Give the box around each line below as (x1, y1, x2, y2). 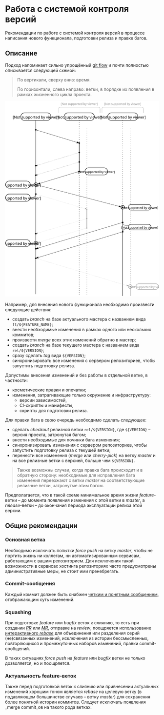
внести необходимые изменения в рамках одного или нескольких (12, 326, 151, 332)
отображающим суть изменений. (5, 596, 75, 602)
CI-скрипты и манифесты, (19, 402, 74, 408)
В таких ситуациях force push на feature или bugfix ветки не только (5, 655, 145, 661)
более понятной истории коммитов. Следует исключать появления (5, 699, 146, 705)
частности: (5, 377, 28, 383)
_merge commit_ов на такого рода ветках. (5, 704, 92, 710)
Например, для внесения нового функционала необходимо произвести (5, 301, 155, 307)
